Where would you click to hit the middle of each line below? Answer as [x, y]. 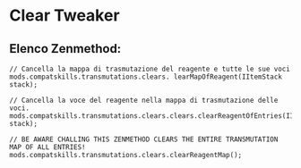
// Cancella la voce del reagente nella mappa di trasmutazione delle [144, 100]
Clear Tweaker [64, 16]
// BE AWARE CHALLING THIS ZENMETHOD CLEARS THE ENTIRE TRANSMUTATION [144, 139]
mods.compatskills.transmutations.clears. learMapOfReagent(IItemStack [146, 77]
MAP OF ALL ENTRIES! [48, 147]
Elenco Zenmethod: [65, 49]
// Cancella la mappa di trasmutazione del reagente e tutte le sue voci [150, 69]
